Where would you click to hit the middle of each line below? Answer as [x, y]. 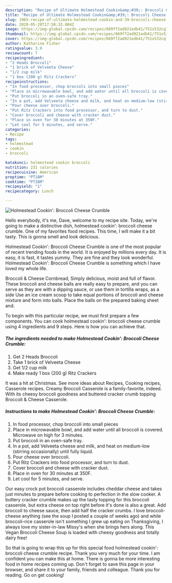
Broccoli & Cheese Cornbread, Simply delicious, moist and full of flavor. [81, 278]
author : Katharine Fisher [33, 44]
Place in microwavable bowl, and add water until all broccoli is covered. [88, 429]
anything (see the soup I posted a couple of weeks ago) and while [92, 516]
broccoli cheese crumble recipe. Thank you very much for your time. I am [83, 553]
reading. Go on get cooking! [35, 575]
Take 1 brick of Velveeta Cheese [47, 362]
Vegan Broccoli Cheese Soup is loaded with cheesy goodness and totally [82, 532]
